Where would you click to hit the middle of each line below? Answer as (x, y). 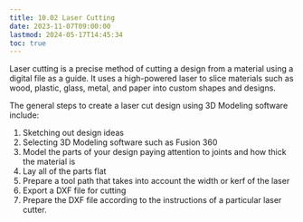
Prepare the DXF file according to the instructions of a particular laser (152, 200)
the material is (49, 162)
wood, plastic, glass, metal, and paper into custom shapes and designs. (142, 88)
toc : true (28, 43)
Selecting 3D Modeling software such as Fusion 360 (120, 142)
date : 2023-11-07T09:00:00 (60, 26)
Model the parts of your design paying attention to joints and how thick (154, 152)
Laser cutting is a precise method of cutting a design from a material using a (151, 69)
